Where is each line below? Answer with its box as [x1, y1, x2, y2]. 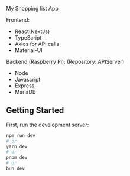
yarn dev [6, 144, 28, 149]
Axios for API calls [14, 41, 60, 47]
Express [14, 82, 35, 89]
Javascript [14, 76, 41, 83]
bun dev [6, 165, 25, 172]
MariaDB [14, 89, 37, 95]
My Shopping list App [6, 5, 58, 12]
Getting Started [6, 106, 64, 116]
